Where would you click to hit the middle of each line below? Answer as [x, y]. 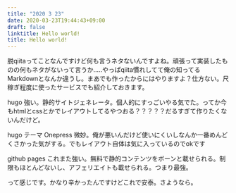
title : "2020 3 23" [36, 14]
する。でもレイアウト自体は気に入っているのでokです [128, 144]
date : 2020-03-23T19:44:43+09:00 [56, 20]
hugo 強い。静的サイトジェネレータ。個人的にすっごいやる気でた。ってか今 [117, 102]
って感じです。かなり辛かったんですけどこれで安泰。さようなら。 [102, 182]
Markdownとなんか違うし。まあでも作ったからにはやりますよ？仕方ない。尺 [118, 79]
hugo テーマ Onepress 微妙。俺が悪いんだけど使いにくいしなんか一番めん [114, 135]
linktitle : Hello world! [44, 33]
